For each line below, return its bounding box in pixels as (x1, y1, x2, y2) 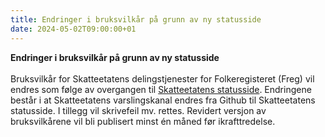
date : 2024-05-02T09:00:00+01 (10, 24, 137, 34)
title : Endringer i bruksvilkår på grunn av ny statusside (10, 14, 262, 25)
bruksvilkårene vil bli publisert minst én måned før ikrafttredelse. (10, 115, 276, 127)
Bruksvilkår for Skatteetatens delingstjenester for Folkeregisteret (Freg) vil (10, 72, 315, 85)
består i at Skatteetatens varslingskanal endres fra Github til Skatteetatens (10, 94, 316, 106)
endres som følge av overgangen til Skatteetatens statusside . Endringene (10, 83, 312, 95)
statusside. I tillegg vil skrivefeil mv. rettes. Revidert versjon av (10, 104, 267, 116)
